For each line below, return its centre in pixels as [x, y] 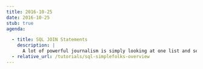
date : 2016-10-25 [28, 18]
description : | [36, 45]
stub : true [20, 23]
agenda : [16, 29]
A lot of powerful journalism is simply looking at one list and [106, 51]
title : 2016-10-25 [29, 12]
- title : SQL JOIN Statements [50, 40]
